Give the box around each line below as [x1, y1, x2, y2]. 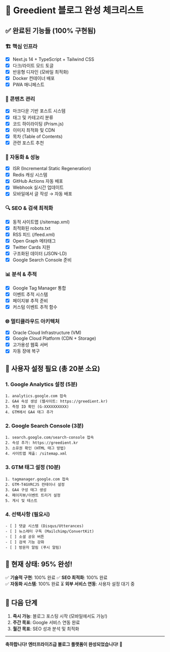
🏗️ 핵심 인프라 [5, 43, 38, 50]
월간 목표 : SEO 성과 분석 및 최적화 [12, 626, 79, 632]
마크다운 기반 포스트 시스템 [12, 108, 66, 114]
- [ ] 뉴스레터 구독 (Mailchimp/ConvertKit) [5, 528, 95, 534]
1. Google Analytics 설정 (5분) [5, 381, 77, 388]
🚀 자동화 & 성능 [5, 153, 40, 160]
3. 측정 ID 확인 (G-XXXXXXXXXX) [5, 404, 69, 409]
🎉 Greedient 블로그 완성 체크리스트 [5, 5, 144, 16]
